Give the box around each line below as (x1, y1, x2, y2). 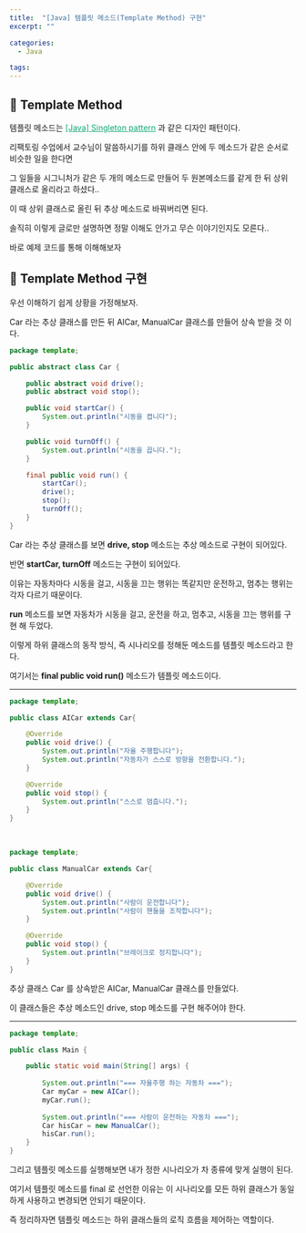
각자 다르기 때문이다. (9, 589, 83, 600)
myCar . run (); (42, 1095, 92, 1105)
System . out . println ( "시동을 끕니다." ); (42, 446, 182, 455)
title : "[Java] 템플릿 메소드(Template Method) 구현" (9, 13, 207, 23)
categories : (9, 38, 55, 47)
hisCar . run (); (42, 1129, 96, 1139)
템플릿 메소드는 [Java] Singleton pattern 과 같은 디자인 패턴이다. (9, 122, 241, 133)
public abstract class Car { (9, 362, 120, 372)
